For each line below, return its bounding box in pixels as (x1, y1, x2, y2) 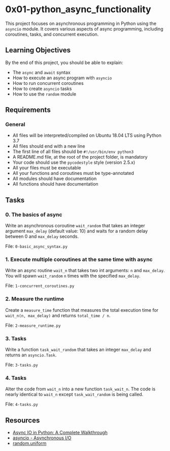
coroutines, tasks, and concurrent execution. (5, 31, 99, 37)
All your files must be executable (12, 165, 81, 171)
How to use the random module (12, 91, 77, 97)
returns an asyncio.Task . (5, 352, 57, 358)
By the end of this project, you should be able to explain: (5, 59, 123, 66)
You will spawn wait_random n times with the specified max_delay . (5, 273, 141, 279)
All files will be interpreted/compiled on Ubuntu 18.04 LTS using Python (12, 132, 161, 138)
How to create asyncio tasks (12, 85, 72, 92)
